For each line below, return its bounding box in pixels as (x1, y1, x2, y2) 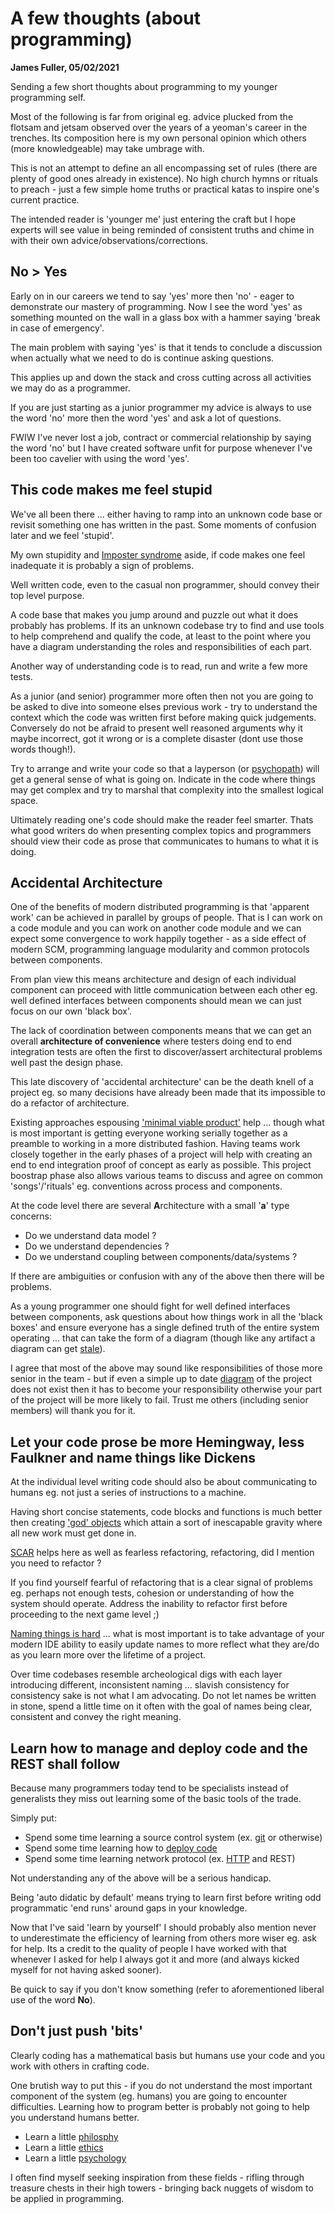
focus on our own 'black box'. (10, 1005, 133, 1017)
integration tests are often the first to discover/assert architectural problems (10, 1046, 323, 1058)
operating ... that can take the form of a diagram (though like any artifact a (10, 1332, 316, 1344)
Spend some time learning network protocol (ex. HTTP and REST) (24, 1853, 296, 1864)
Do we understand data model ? (24, 1230, 157, 1242)
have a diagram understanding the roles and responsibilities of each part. (10, 640, 312, 652)
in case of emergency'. (10, 322, 105, 334)
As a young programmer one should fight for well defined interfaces (10, 1300, 291, 1312)
